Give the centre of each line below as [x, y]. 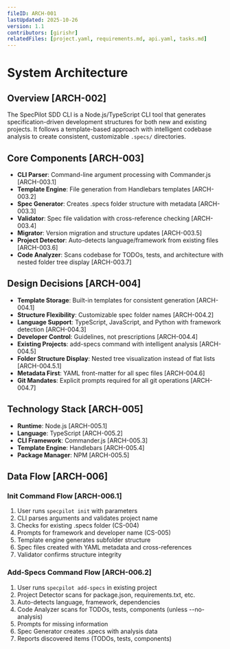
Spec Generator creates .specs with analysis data [87, 631]
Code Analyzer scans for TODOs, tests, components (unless [102, 609]
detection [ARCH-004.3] [52, 329]
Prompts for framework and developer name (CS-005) [94, 533]
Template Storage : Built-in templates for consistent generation [106, 300]
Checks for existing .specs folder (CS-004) [78, 526]
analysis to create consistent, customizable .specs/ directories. [97, 137]
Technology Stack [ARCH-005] [75, 409]
